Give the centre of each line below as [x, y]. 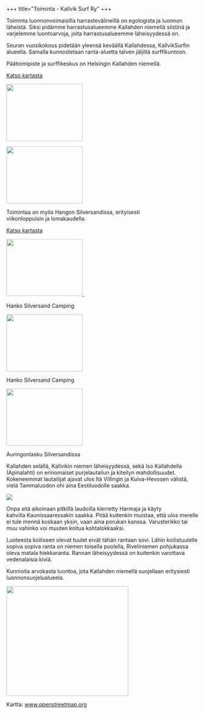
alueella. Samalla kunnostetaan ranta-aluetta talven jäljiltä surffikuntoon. [97, 52]
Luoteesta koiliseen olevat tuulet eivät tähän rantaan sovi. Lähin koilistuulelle [102, 540]
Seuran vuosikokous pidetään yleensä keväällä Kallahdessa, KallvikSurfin [98, 45]
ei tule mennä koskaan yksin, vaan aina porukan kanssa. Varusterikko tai [97, 521]
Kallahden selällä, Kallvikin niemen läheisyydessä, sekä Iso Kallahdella [94, 466]
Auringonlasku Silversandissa [43, 454]
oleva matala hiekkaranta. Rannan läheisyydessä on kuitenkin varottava [96, 553]
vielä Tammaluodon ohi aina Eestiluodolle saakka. [69, 486]
